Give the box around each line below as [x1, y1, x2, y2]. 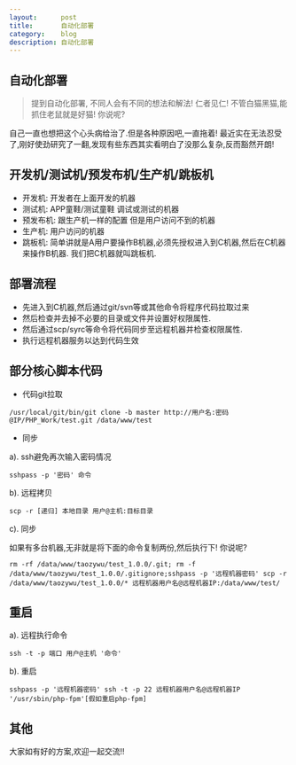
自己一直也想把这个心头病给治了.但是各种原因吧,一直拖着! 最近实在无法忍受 [9, 128, 283, 138]
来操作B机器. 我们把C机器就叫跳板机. [21, 247, 157, 258]
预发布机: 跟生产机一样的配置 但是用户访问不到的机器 [21, 215, 215, 225]
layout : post [9, 12, 77, 22]
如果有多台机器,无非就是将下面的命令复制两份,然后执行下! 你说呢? [9, 542, 248, 552]
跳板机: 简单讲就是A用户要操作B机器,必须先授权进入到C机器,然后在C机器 [21, 237, 286, 247]
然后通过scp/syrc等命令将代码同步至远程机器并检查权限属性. [21, 324, 244, 334]
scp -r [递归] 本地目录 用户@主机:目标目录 [9, 506, 153, 515]
